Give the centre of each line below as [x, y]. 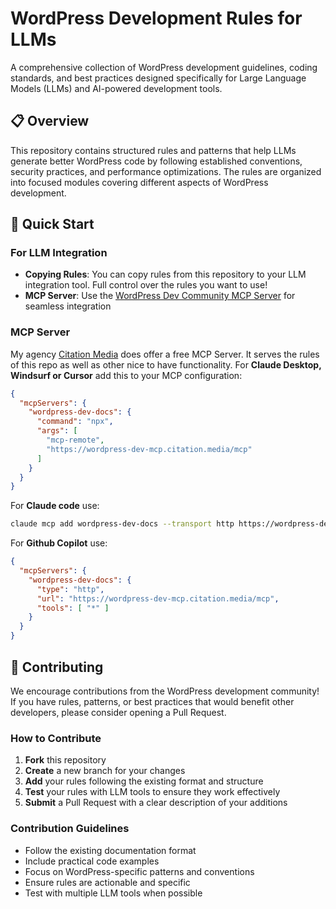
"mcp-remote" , [75, 440]
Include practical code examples [92, 861]
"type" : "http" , [70, 589]
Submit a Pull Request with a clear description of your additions [156, 803]
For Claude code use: [55, 506]
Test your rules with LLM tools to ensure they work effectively [152, 792]
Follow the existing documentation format [110, 850]
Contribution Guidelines [70, 829]
